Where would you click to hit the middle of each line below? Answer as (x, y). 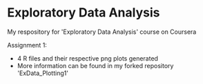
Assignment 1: (27, 45)
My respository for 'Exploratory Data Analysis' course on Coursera (102, 32)
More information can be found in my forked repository (95, 65)
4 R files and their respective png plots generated (88, 58)
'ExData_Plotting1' (43, 73)
